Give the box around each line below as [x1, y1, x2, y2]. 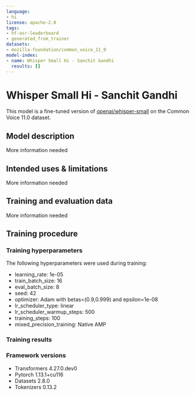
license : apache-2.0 [6, 19, 57, 25]
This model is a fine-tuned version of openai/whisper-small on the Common [6, 108, 190, 115]
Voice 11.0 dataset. [6, 114, 51, 121]
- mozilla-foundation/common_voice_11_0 [6, 47, 107, 53]
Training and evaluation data [6, 196, 113, 206]
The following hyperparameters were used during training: [6, 259, 147, 267]
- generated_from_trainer [6, 36, 69, 42]
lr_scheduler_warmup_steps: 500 [14, 309, 95, 316]
